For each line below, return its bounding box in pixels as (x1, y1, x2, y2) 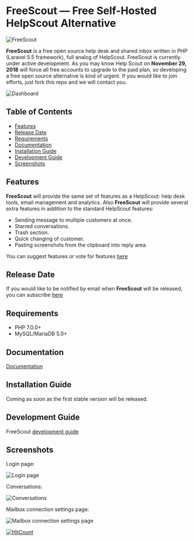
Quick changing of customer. (14, 235, 85, 242)
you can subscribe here (6, 292, 63, 299)
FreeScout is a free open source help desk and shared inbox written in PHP (6, 47, 188, 54)
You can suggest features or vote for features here (6, 252, 128, 259)
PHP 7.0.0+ (14, 324, 42, 331)
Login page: (6, 461, 35, 468)
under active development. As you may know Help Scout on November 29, (6, 60, 187, 67)
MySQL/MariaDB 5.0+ (14, 330, 68, 337)
